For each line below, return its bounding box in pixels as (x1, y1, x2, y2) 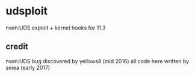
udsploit (5, 4, 48, 18)
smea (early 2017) (5, 64, 51, 71)
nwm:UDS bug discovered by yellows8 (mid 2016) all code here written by (5, 57, 190, 64)
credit (5, 42, 28, 52)
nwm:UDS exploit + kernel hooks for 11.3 (5, 24, 106, 31)
